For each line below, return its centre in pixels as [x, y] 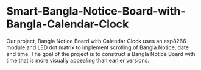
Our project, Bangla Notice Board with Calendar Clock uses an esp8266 [97, 41]
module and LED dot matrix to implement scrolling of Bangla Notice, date [97, 47]
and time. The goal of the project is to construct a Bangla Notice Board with [101, 54]
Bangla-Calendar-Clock [68, 24]
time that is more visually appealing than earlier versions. [78, 60]
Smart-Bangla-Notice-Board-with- [96, 11]
